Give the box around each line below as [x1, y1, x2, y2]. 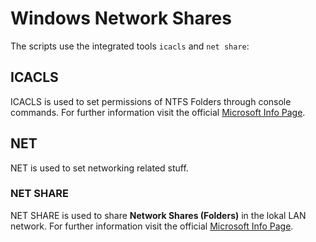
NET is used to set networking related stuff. [10, 162, 189, 174]
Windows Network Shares [10, 7, 232, 30]
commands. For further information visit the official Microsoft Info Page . [10, 106, 306, 118]
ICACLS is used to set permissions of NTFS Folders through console [10, 95, 292, 107]
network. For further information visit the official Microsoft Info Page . [10, 220, 294, 232]
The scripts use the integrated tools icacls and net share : [10, 40, 250, 52]
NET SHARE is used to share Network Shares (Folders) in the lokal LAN [10, 209, 307, 221]
